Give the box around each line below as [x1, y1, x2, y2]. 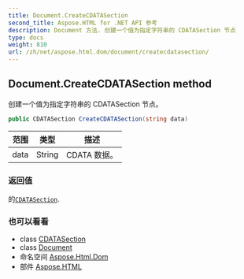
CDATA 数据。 [65, 149, 118, 160]
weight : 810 [8, 41, 47, 49]
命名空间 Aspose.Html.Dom [19, 252, 109, 262]
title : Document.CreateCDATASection [8, 11, 128, 20]
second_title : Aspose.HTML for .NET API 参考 [8, 19, 157, 27]
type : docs [8, 33, 44, 42]
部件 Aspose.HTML [19, 262, 83, 272]
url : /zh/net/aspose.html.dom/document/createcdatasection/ [8, 48, 210, 56]
